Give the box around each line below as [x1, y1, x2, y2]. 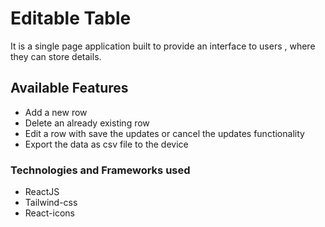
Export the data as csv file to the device [24, 138, 189, 150]
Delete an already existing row [24, 117, 150, 129]
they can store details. [10, 50, 102, 62]
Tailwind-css [24, 197, 78, 209]
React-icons [24, 207, 75, 219]
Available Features [10, 80, 129, 97]
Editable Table [10, 7, 132, 30]
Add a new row [24, 106, 88, 118]
